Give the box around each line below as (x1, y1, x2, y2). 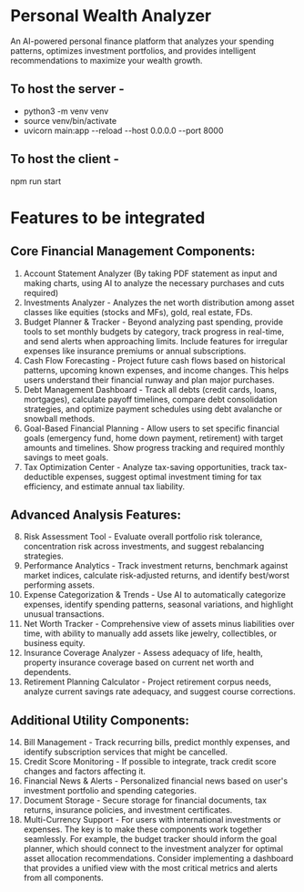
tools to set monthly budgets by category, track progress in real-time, (23, 325, 285, 337)
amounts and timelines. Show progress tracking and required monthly (23, 442, 286, 453)
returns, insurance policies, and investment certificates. (23, 805, 233, 815)
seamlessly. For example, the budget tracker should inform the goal (23, 834, 277, 845)
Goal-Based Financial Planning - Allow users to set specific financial (23, 423, 280, 434)
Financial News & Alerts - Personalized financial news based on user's (23, 775, 289, 786)
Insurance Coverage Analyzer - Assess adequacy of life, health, (23, 648, 263, 659)
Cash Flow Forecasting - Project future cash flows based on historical (23, 354, 286, 365)
